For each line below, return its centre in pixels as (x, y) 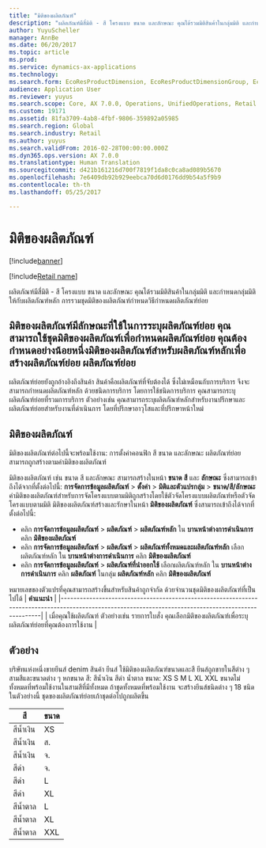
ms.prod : (23, 60)
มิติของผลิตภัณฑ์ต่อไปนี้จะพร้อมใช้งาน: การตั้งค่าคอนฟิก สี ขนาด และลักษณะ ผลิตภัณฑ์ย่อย (125, 453)
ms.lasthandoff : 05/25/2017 (55, 192)
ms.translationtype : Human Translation (75, 163)
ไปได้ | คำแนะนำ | (33, 599)
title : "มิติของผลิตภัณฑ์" (43, 15)
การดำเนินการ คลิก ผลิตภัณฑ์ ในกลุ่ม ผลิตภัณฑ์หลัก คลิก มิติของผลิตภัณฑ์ (116, 574)
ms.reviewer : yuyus (41, 97)
